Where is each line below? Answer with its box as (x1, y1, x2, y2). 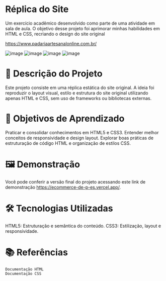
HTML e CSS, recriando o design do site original (5, 31, 105, 37)
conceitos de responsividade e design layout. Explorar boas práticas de (5, 135, 154, 141)
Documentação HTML (5, 266, 44, 272)
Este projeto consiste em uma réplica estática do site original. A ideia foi (5, 84, 154, 90)
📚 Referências (5, 246, 68, 258)
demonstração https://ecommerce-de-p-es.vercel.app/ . (5, 184, 121, 190)
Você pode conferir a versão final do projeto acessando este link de (5, 178, 146, 184)
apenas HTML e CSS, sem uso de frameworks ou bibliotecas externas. (5, 95, 152, 101)
